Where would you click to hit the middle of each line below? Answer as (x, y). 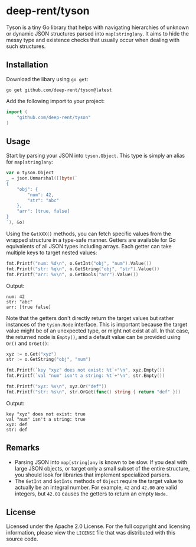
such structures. (26, 46)
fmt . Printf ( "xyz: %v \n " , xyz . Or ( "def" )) (57, 386)
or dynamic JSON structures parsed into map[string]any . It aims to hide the (97, 33)
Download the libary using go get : (47, 79)
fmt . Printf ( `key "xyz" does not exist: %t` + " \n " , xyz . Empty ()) (86, 370)
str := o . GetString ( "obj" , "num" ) (49, 360)
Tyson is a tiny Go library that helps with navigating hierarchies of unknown (97, 27)
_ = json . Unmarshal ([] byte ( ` (42, 178)
